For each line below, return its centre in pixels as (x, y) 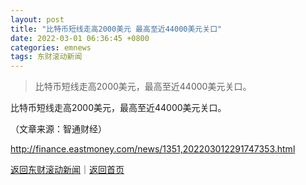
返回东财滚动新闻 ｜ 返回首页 (67, 170)
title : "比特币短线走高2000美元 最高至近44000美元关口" (116, 29)
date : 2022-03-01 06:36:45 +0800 (80, 38)
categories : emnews (51, 47)
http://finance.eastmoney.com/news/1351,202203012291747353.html (153, 149)
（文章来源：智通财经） (58, 129)
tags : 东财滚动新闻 (46, 57)
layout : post (37, 19)
